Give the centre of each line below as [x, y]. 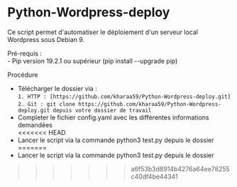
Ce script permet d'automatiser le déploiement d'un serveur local [103, 32]
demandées [35, 124]
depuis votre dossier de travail [102, 110]
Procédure [23, 75]
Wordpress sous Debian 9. [46, 39]
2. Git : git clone [46, 104]
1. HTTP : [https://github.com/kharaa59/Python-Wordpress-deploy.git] [124, 97]
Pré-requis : [25, 53]
